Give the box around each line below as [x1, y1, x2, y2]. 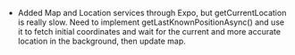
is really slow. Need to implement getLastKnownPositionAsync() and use [17, 17, 284, 27]
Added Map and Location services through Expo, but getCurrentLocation [17, 8, 287, 18]
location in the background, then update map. [17, 35, 186, 46]
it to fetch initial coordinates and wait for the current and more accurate [17, 27, 282, 36]
